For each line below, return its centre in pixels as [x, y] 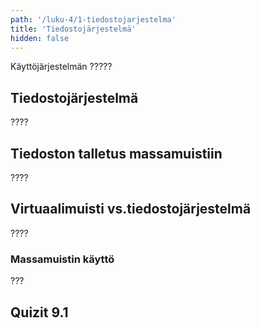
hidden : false [40, 38]
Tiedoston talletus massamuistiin [116, 153]
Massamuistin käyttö [62, 259]
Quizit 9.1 [39, 312]
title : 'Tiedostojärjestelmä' [73, 29]
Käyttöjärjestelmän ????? [61, 67]
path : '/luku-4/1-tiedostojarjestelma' [93, 19]
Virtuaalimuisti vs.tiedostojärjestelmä [131, 209]
